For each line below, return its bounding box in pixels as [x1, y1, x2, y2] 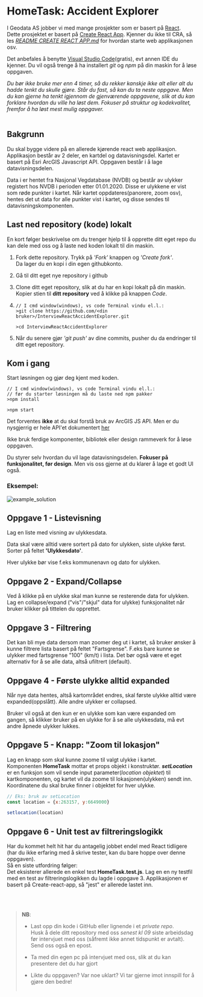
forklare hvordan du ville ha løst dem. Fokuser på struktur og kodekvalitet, [7, 98, 192, 106]
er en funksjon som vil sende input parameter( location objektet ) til [7, 769, 171, 776]
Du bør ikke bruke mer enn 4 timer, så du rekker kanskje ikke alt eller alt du [7, 80, 193, 87]
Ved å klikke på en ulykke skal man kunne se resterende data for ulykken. [7, 592, 189, 600]
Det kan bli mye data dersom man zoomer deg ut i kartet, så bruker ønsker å [7, 639, 196, 646]
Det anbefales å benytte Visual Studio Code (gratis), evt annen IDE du [7, 55, 178, 62]
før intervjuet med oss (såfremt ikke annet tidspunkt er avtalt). [30, 935, 185, 943]
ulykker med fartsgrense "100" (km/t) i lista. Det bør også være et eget [7, 652, 182, 659]
